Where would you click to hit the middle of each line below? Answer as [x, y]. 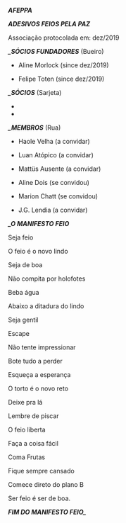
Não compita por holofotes [47, 279]
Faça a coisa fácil [33, 443]
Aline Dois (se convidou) [54, 182]
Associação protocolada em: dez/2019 [64, 38]
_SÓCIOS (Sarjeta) [35, 92]
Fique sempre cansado [41, 471]
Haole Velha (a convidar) [54, 141]
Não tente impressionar [42, 347]
